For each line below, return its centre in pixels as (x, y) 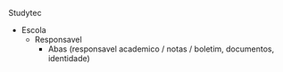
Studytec (25, 13)
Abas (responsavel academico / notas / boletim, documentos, (161, 49)
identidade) (69, 58)
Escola (33, 30)
